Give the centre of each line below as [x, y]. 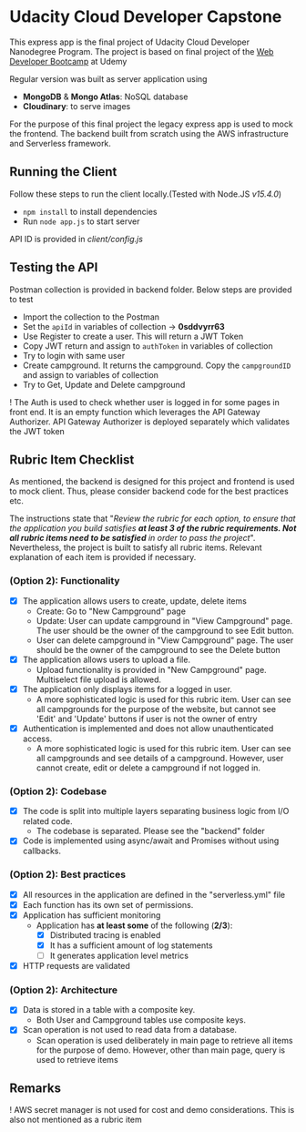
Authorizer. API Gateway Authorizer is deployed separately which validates [149, 422]
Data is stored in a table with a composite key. [109, 1010]
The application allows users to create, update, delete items [135, 601]
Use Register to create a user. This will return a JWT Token [133, 336]
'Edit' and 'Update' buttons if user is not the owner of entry [147, 719]
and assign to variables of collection [91, 374]
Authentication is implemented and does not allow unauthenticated [148, 728]
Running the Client [63, 172]
